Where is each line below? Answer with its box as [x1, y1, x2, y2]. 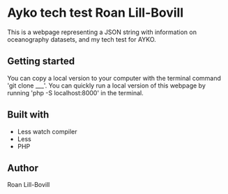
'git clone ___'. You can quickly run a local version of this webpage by [7, 81, 206, 90]
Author [7, 162, 38, 174]
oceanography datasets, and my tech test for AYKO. [7, 35, 157, 43]
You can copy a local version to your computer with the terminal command [7, 74, 222, 82]
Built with [7, 109, 50, 121]
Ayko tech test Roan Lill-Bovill [7, 5, 184, 21]
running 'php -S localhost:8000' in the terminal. [7, 88, 144, 97]
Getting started [7, 56, 75, 67]
